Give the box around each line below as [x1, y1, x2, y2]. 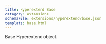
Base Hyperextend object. [5, 34, 58, 40]
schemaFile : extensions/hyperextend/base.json [5, 16, 102, 21]
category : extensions [5, 12, 49, 16]
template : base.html [5, 20, 47, 26]
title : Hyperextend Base [5, 7, 56, 12]
